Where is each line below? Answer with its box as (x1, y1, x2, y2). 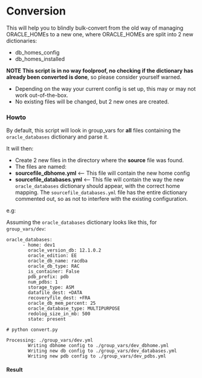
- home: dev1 (22, 242, 56, 249)
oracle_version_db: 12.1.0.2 (28, 247, 102, 253)
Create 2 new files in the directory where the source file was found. (15, 157, 184, 164)
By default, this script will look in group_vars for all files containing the (6, 127, 181, 134)
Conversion (6, 4, 67, 18)
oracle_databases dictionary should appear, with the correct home (15, 183, 180, 190)
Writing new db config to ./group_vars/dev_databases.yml (28, 348, 177, 354)
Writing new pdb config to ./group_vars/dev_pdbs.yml (28, 353, 166, 359)
